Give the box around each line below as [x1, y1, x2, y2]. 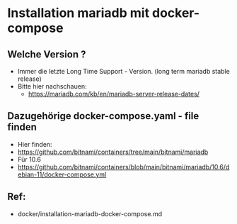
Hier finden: [17, 140, 52, 148]
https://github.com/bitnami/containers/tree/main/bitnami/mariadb [17, 147, 209, 156]
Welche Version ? [7, 48, 86, 60]
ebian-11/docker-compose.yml [17, 170, 107, 179]
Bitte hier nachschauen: [17, 82, 87, 90]
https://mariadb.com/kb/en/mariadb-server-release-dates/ [28, 90, 200, 98]
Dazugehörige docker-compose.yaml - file [7, 110, 200, 122]
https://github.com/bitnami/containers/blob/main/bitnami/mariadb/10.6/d [17, 162, 230, 171]
